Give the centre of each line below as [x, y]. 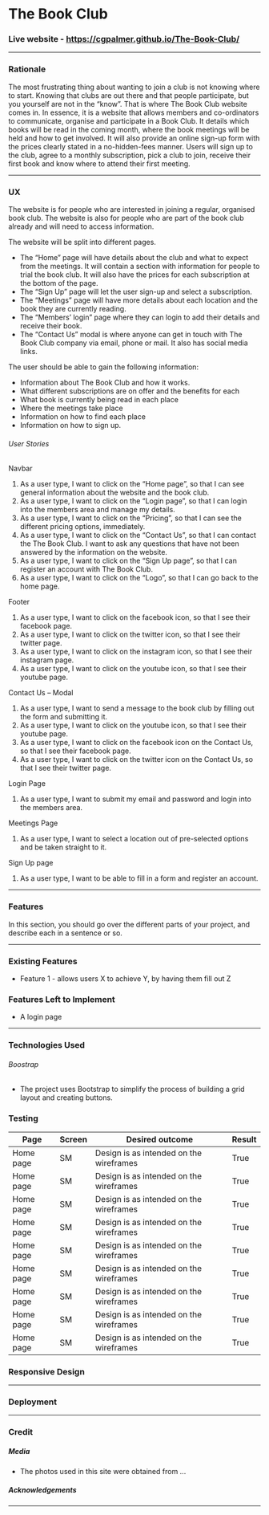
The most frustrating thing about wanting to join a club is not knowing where [134, 87]
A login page [41, 1017]
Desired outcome [160, 1139]
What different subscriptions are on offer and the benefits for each [130, 391]
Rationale [27, 69]
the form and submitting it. [64, 717]
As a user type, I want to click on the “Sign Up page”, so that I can [128, 561]
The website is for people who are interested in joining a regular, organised [132, 210]
